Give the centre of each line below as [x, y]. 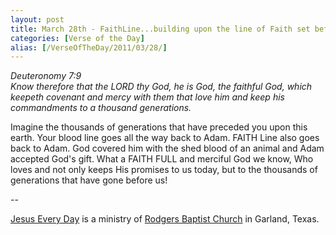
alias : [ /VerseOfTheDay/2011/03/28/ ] [89, 47]
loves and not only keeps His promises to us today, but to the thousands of [164, 170]
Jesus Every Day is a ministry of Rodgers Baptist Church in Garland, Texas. [165, 219]
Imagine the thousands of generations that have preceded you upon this [159, 127]
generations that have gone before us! [89, 180]
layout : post [37, 19]
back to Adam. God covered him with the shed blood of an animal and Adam [167, 148]
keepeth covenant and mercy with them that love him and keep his [147, 97]
